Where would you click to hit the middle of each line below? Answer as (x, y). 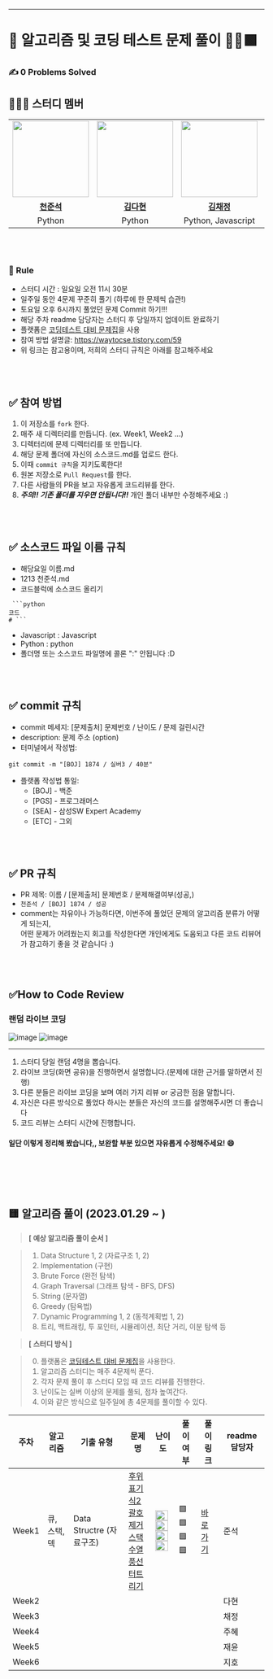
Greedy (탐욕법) (66, 1306)
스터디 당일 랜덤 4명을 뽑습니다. (70, 1062)
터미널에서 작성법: (48, 747)
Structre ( (91, 1530)
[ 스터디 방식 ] (50, 1344)
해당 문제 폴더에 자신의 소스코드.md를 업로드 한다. (99, 454)
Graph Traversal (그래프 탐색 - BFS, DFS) (108, 1286)
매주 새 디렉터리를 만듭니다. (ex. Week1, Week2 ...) (102, 434)
